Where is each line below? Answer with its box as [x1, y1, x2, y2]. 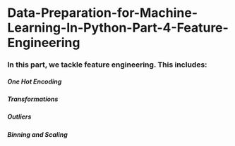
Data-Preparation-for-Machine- [7, 5, 198, 21]
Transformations [7, 95, 59, 103]
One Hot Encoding [7, 77, 62, 86]
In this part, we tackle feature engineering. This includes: [7, 60, 207, 69]
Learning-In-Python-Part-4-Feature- [7, 20, 229, 36]
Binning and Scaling [7, 130, 68, 138]
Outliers [7, 112, 32, 121]
